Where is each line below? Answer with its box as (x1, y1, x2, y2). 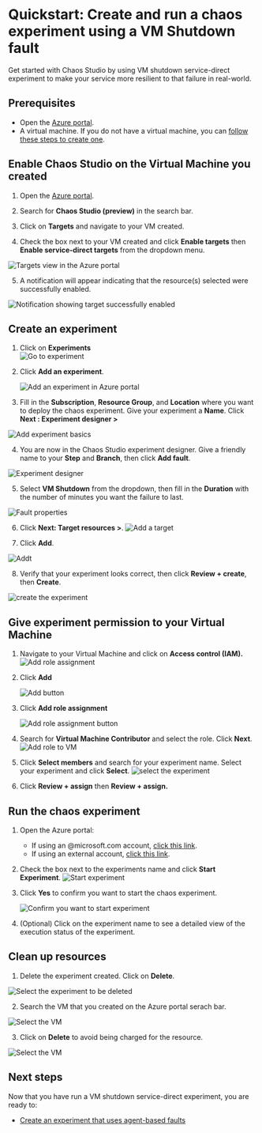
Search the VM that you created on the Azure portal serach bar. (19, 1002, 226, 1011)
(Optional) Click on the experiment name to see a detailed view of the (19, 919, 246, 928)
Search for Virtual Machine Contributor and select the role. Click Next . (19, 734, 253, 744)
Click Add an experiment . (19, 367, 104, 376)
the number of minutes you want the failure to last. (19, 493, 184, 502)
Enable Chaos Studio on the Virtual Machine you (8, 157, 251, 171)
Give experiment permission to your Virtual (8, 615, 225, 629)
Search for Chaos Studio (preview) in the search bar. (19, 206, 193, 215)
